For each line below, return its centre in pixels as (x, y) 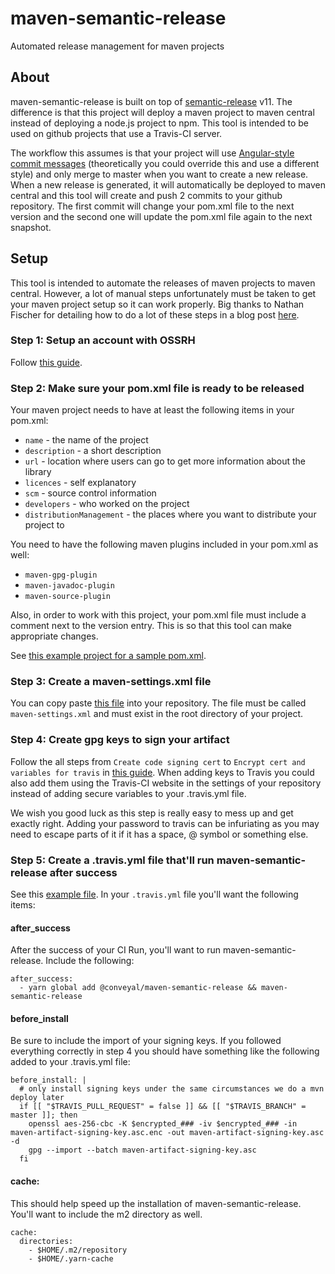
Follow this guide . (46, 362)
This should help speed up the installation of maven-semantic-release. (156, 1203)
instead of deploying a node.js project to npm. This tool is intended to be (160, 123)
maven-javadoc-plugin (69, 586)
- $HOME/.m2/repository (78, 1250)
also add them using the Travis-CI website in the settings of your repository (166, 783)
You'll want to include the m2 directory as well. (106, 1214)
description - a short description (93, 451)
